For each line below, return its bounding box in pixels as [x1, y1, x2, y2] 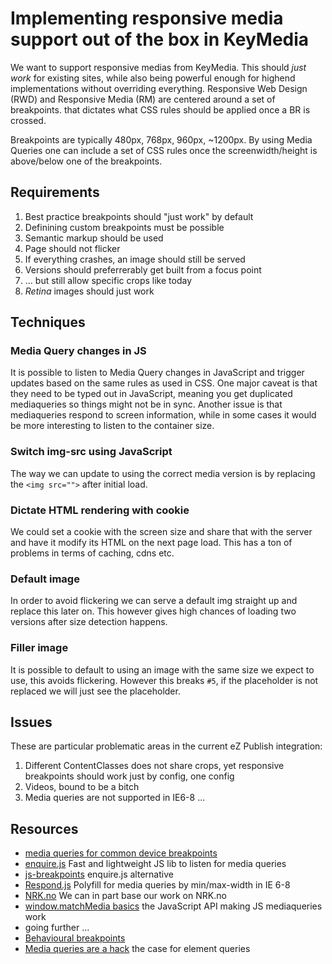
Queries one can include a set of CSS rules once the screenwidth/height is [10, 144, 318, 156]
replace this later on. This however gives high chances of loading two [10, 605, 297, 617]
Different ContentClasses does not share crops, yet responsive [24, 760, 285, 772]
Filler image [10, 641, 69, 655]
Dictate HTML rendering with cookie [10, 503, 190, 517]
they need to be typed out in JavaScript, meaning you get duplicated [10, 388, 293, 400]
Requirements [10, 184, 100, 201]
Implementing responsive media [10, 7, 284, 30]
